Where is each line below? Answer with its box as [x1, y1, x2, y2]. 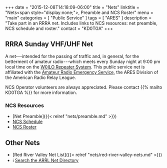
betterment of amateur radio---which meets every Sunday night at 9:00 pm [5, 58, 160, 64]
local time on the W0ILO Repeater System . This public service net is [5, 63, 145, 69]
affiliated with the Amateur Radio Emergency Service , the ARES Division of [5, 69, 158, 75]
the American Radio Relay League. [5, 74, 76, 80]
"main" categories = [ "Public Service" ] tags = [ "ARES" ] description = [5, 15, 152, 20]
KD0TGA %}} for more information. [5, 89, 77, 95]
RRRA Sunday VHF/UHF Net [5, 40, 93, 48]
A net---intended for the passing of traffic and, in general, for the [5, 53, 139, 59]
